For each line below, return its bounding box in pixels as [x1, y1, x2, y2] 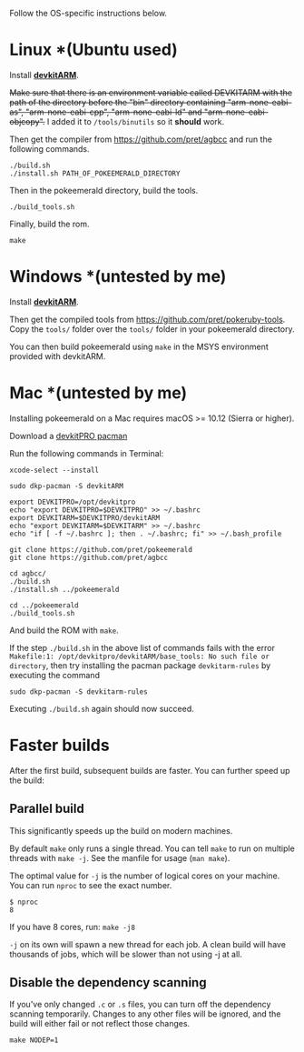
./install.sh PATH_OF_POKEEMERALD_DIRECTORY [9, 168, 181, 178]
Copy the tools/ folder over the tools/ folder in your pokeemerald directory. [9, 323, 295, 335]
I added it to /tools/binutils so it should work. [46, 115, 225, 126]
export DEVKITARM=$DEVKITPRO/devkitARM [9, 513, 161, 522]
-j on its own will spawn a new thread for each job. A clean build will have [9, 938, 286, 949]
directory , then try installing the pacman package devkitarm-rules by [9, 659, 271, 671]
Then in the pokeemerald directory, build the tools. [9, 185, 199, 195]
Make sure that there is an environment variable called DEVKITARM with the [9, 86, 293, 98]
